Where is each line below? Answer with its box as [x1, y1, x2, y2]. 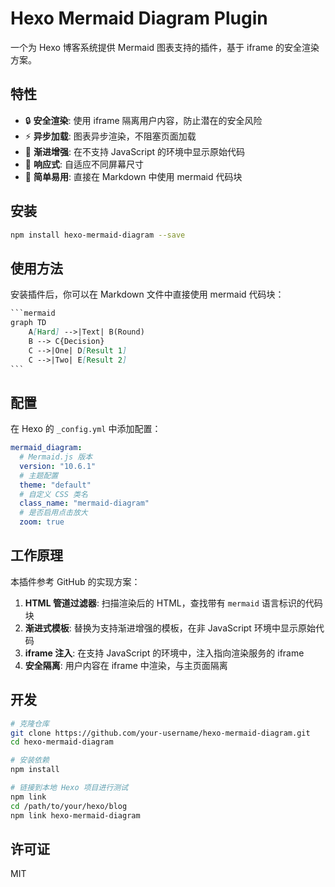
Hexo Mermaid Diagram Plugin [10, 7, 268, 30]
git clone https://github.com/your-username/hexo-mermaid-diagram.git [10, 728, 311, 738]
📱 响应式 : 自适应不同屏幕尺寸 [24, 158, 144, 170]
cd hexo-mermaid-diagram [10, 737, 114, 747]
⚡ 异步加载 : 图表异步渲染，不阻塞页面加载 [24, 130, 197, 142]
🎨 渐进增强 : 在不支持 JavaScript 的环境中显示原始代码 [24, 145, 246, 157]
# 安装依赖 [10, 755, 50, 766]
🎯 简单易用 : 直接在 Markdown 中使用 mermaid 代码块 [24, 170, 243, 182]
